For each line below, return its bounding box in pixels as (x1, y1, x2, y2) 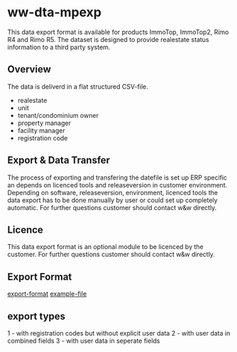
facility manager (17, 126, 65, 135)
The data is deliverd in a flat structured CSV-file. (7, 82, 149, 91)
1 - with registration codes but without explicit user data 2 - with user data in (7, 329, 231, 337)
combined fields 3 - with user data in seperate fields (7, 336, 160, 345)
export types (7, 310, 66, 322)
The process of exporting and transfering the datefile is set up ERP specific (7, 173, 228, 182)
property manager (17, 119, 71, 127)
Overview (7, 63, 52, 75)
